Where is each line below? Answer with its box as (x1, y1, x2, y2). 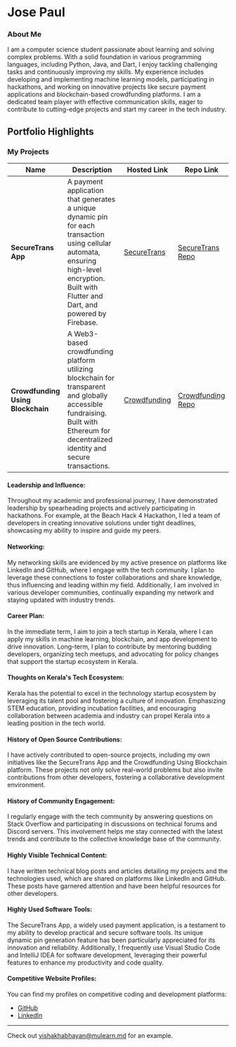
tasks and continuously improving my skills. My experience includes (7, 68, 204, 76)
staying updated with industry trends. (7, 596, 116, 604)
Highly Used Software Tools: (7, 905, 93, 914)
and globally (67, 391, 108, 401)
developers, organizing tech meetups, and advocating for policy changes (7, 649, 219, 658)
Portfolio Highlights (7, 125, 95, 137)
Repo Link (184, 165, 219, 175)
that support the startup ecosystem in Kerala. (7, 657, 138, 665)
